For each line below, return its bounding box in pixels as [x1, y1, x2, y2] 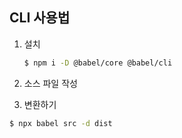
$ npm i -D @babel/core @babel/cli [23, 58, 173, 68]
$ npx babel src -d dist [9, 118, 113, 128]
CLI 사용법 [9, 9, 71, 27]
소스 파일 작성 [23, 77, 78, 89]
